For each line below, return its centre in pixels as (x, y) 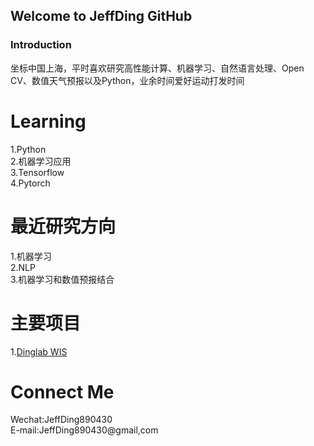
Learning (48, 121)
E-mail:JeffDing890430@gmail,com (84, 430)
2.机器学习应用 (41, 161)
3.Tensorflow (37, 172)
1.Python (28, 149)
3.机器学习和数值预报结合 (62, 279)
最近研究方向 (63, 226)
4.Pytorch (30, 183)
